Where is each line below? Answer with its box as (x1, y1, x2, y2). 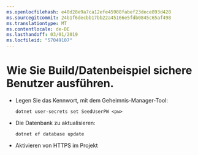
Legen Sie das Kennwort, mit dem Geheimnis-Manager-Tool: (15, 96, 169, 104)
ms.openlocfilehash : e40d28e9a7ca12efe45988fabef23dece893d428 (6, 9, 172, 15)
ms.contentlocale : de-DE (6, 26, 70, 32)
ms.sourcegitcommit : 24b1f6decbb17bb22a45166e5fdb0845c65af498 (6, 15, 172, 21)
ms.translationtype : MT (6, 20, 67, 26)
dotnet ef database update (15, 131, 85, 137)
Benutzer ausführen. (6, 77, 115, 90)
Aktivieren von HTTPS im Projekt (15, 142, 98, 149)
